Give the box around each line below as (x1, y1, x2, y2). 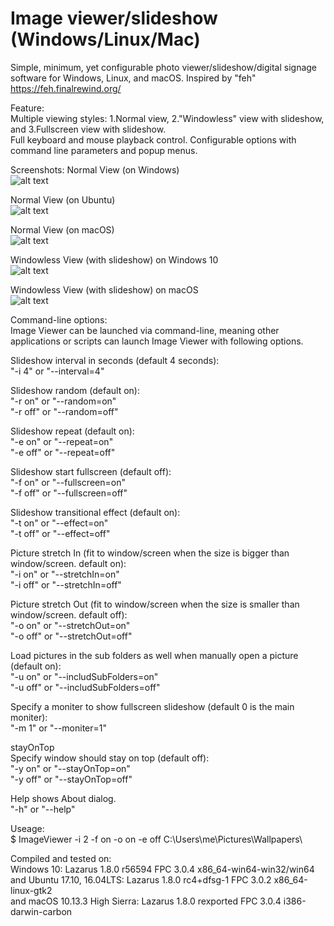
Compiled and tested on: (10, 852, 112, 864)
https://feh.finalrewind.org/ (10, 82, 122, 94)
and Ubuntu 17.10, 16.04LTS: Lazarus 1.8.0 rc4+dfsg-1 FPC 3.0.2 (10, 873, 272, 886)
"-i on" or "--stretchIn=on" (10, 568, 120, 580)
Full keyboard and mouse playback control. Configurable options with (10, 133, 297, 146)
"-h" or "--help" (10, 803, 76, 815)
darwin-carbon (10, 905, 73, 917)
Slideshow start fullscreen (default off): (10, 465, 172, 477)
